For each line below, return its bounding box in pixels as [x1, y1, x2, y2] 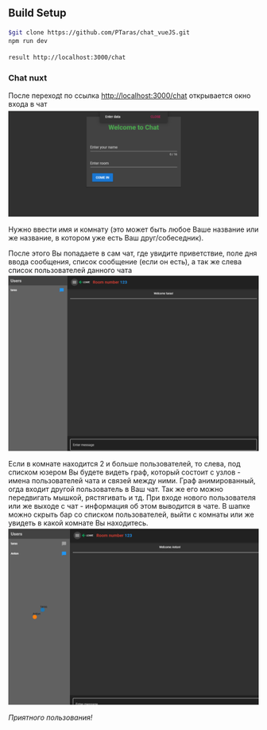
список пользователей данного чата [8, 266, 133, 275]
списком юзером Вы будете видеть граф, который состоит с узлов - [8, 467, 241, 477]
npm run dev [8, 37, 48, 45]
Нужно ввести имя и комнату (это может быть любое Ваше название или [8, 224, 259, 234]
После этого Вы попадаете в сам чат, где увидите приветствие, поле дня [8, 248, 257, 258]
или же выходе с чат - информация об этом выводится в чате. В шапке [8, 501, 250, 510]
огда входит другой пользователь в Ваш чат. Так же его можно [8, 484, 224, 494]
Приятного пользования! [8, 712, 93, 722]
